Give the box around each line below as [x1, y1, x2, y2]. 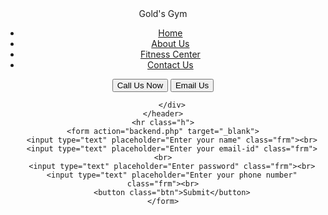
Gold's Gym [138, 8, 188, 19]
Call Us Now [116, 80, 164, 91]
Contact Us [147, 59, 194, 71]
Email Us [174, 80, 210, 91]
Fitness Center [139, 48, 201, 60]
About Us [151, 38, 190, 49]
